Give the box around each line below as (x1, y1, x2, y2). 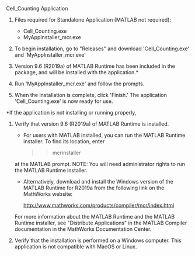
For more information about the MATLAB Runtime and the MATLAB (14, 213, 175, 220)
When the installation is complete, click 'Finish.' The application (14, 92, 168, 98)
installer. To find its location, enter (23, 138, 105, 145)
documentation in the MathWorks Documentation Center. (14, 226, 152, 233)
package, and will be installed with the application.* (14, 69, 139, 75)
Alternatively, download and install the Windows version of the (23, 178, 174, 185)
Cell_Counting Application (6, 5, 68, 12)
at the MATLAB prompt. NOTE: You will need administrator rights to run (14, 161, 186, 167)
